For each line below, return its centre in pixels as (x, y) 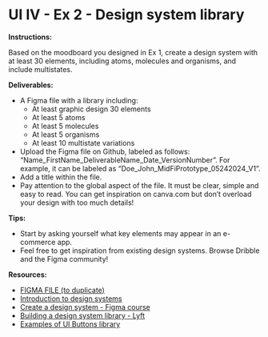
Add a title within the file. (61, 177)
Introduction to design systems (71, 299)
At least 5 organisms (66, 134)
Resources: (28, 275)
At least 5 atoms (58, 117)
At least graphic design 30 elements (91, 109)
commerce (38, 242)
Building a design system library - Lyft (82, 315)
